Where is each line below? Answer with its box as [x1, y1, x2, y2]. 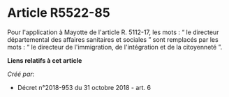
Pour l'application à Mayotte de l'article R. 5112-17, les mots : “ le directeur [7, 28, 219, 36]
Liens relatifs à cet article [7, 56, 82, 64]
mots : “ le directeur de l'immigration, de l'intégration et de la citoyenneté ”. [7, 43, 223, 51]
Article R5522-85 [7, 5, 110, 21]
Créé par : [7, 70, 35, 78]
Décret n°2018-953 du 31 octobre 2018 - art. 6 [17, 83, 152, 91]
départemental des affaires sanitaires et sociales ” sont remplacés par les [7, 35, 219, 43]
